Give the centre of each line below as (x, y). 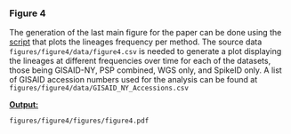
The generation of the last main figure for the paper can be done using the (145, 33)
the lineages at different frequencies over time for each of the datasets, (140, 61)
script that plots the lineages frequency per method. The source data (136, 42)
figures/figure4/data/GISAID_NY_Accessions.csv (99, 88)
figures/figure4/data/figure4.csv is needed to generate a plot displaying (145, 51)
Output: (24, 105)
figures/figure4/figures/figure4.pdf (79, 121)
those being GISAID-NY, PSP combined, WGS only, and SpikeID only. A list (145, 70)
